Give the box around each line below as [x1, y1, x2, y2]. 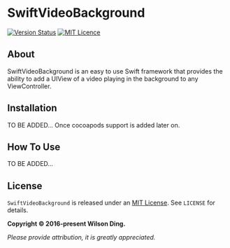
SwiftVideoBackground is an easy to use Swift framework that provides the [7, 67, 223, 75]
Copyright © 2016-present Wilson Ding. [7, 219, 126, 228]
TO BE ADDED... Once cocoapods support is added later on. [7, 120, 180, 129]
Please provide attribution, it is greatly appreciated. [7, 233, 156, 242]
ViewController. [7, 82, 52, 90]
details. [7, 206, 29, 214]
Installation [7, 102, 57, 114]
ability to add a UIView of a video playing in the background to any [7, 74, 199, 83]
